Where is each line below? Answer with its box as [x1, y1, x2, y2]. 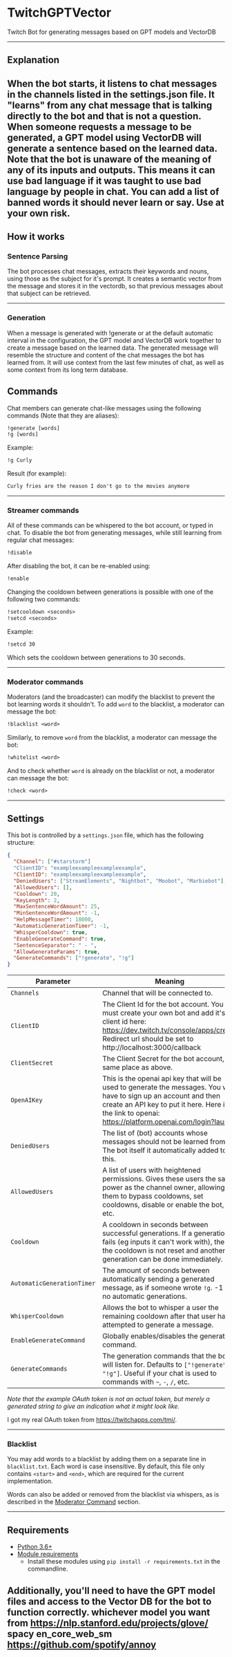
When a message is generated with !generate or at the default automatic [7, 328, 213, 337]
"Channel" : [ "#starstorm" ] [13, 859, 91, 865]
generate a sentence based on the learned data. [7, 142, 217, 154]
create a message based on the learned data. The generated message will [7, 344, 219, 352]
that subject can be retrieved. [7, 289, 91, 298]
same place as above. [102, 1062, 173, 1072]
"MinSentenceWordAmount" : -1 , [13, 910, 100, 917]
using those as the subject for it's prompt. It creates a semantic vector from [7, 274, 222, 283]
